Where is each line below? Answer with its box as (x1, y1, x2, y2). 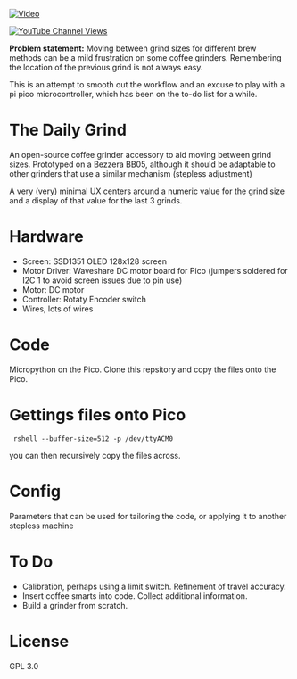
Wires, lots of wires (21, 303, 94, 314)
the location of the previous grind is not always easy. (9, 62, 203, 72)
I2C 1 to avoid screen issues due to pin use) (21, 275, 183, 286)
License (9, 631, 70, 651)
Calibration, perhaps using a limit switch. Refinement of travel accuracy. (21, 581, 287, 592)
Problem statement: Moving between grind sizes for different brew (9, 43, 257, 54)
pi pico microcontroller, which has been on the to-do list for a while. (9, 89, 258, 99)
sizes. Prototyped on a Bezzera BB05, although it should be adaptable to (9, 159, 276, 170)
